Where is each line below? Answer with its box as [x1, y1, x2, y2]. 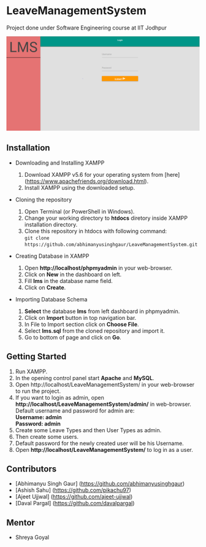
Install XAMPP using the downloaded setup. [24, 184, 135, 191]
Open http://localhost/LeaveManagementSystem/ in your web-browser [15, 381, 195, 388]
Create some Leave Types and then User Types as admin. [15, 426, 162, 433]
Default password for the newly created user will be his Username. [15, 440, 184, 447]
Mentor [6, 517, 36, 528]
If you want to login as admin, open [15, 394, 104, 401]
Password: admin [15, 420, 61, 427]
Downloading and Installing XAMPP [15, 159, 105, 166]
